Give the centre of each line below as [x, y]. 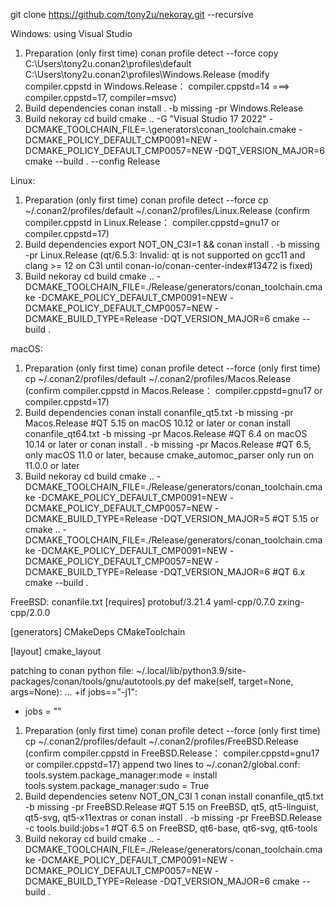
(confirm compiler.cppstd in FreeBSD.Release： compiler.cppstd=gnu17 [172, 753]
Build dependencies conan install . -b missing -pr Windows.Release [164, 108]
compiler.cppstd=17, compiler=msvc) [100, 97]
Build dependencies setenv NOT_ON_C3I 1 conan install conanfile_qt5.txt [174, 796]
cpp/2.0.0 [30, 612]
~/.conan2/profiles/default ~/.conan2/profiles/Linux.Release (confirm [167, 210]
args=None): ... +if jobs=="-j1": [74, 692]
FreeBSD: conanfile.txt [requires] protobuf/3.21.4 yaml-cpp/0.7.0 [143, 602]
